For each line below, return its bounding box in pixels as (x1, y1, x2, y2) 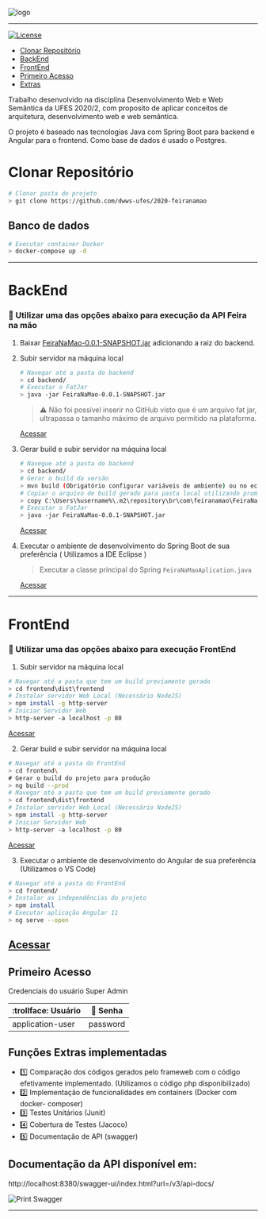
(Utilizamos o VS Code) (19, 864, 97, 874)
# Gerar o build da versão (19, 474, 109, 482)
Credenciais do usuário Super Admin (8, 986, 128, 996)
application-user (12, 1019, 75, 1030)
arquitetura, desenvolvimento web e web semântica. (8, 112, 180, 121)
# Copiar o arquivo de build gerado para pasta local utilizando (19, 489, 240, 497)
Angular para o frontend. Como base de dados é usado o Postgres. (8, 136, 227, 145)
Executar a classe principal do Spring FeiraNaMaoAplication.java (39, 565, 252, 575)
